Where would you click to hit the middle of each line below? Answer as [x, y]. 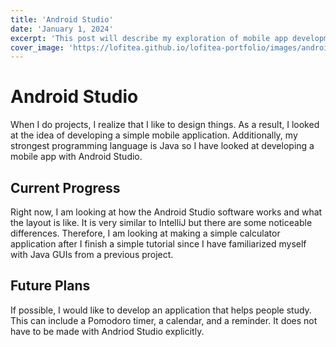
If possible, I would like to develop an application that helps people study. [161, 310]
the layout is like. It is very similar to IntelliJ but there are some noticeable [161, 222]
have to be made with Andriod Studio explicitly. [107, 331]
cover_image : [37, 47]
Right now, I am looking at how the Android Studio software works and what [166, 212]
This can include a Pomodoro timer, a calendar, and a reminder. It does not [164, 320]
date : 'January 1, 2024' [62, 29]
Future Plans [50, 286]
